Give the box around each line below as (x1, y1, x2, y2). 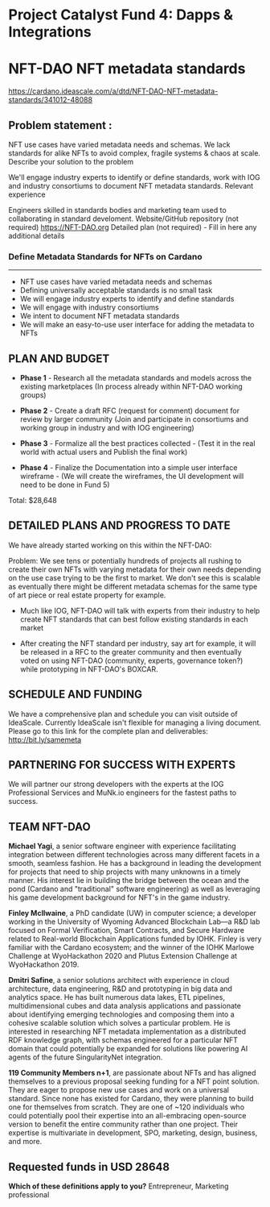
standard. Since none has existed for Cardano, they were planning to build (8, 1094, 254, 1104)
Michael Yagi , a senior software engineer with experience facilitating (8, 841, 237, 851)
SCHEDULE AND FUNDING (8, 688, 143, 701)
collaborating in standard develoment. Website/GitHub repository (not (8, 214, 239, 223)
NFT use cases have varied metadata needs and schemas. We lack (8, 139, 231, 149)
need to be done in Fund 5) (19, 480, 110, 489)
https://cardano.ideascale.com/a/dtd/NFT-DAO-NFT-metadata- (8, 86, 219, 96)
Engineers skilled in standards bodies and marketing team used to (8, 205, 227, 214)
